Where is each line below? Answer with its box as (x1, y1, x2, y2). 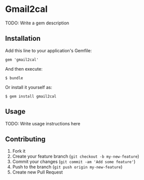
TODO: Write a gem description (5, 20, 70, 26)
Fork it (12, 148, 26, 154)
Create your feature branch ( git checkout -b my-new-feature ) (12, 153, 140, 160)
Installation (5, 34, 41, 43)
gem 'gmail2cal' (5, 57, 39, 62)
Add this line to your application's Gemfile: (5, 47, 92, 53)
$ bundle (5, 76, 23, 81)
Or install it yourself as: (5, 84, 52, 90)
